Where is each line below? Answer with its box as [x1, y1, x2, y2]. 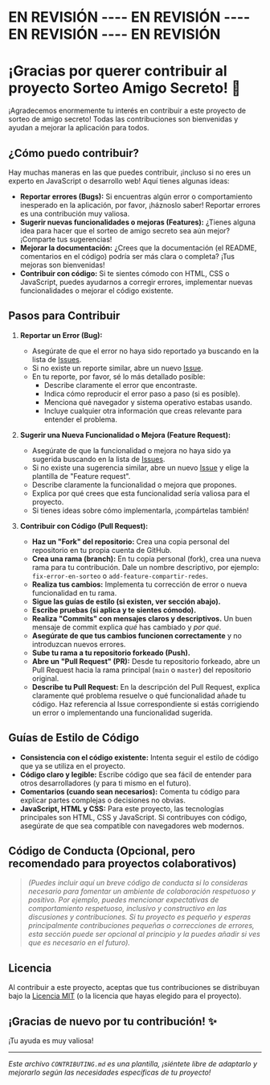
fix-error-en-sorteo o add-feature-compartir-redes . [31, 571, 209, 580]
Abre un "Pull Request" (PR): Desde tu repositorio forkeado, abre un [31, 656, 261, 666]
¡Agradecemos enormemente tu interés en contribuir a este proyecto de [8, 105, 247, 116]
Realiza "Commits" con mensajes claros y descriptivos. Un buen [31, 613, 252, 623]
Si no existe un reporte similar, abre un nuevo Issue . [31, 363, 203, 373]
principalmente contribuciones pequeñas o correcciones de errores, [27, 921, 255, 930]
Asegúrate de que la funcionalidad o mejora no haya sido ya [31, 445, 231, 455]
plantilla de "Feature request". [31, 471, 131, 481]
